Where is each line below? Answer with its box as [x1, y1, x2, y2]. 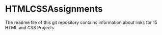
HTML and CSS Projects [5, 24, 54, 30]
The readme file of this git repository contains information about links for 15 [5, 19, 158, 25]
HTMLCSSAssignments [5, 3, 103, 15]
